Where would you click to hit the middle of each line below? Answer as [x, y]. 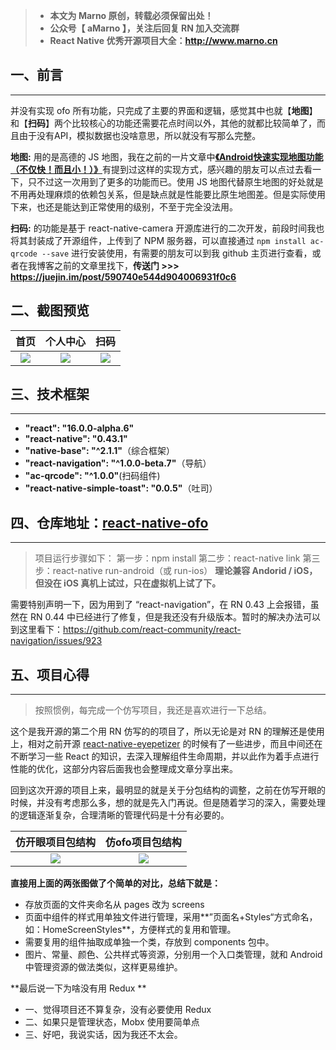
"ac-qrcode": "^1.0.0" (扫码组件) [92, 476]
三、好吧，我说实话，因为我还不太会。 [103, 1035]
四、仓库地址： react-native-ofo [109, 522]
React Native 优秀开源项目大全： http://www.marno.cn [163, 40]
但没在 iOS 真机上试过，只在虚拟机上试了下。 [128, 583]
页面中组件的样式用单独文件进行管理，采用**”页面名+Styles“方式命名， [171, 917]
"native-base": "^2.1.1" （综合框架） [99, 451]
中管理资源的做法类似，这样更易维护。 [103, 967]
